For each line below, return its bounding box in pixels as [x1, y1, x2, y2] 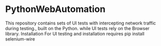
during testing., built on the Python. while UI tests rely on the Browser [5, 25, 150, 31]
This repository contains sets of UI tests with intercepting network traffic [5, 20, 156, 26]
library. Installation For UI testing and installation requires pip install [5, 30, 145, 36]
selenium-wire [5, 36, 35, 42]
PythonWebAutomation [5, 3, 106, 15]
